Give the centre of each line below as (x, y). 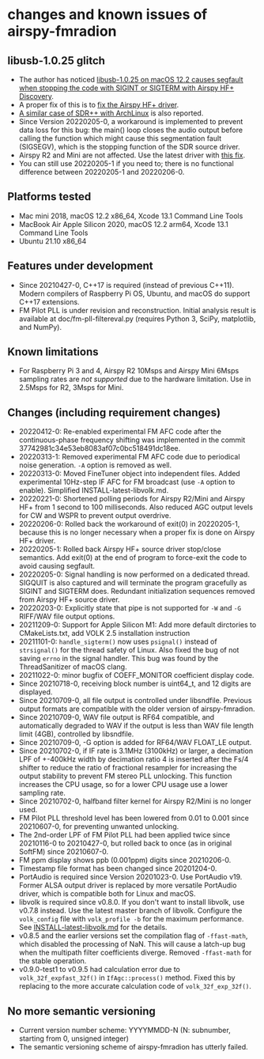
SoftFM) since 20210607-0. (64, 852)
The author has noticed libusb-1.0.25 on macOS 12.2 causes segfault (131, 79)
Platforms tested (49, 197)
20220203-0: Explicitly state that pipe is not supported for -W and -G (130, 608)
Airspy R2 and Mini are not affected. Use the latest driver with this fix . (132, 155)
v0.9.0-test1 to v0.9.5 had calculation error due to (100, 970)
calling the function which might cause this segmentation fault (120, 138)
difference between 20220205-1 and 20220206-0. (102, 172)
